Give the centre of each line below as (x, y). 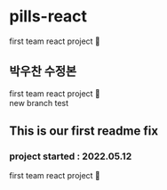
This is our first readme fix (83, 131)
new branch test (39, 103)
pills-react (48, 17)
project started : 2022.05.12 (71, 156)
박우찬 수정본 (43, 72)
